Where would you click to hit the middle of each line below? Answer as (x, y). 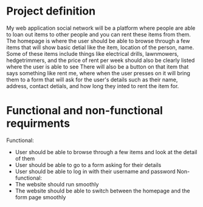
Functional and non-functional (84, 111)
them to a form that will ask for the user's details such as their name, (92, 80)
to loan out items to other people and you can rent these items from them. (99, 34)
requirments (38, 124)
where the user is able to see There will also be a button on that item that (98, 66)
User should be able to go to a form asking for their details (88, 165)
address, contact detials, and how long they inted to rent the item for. (93, 86)
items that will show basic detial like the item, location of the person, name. (100, 47)
